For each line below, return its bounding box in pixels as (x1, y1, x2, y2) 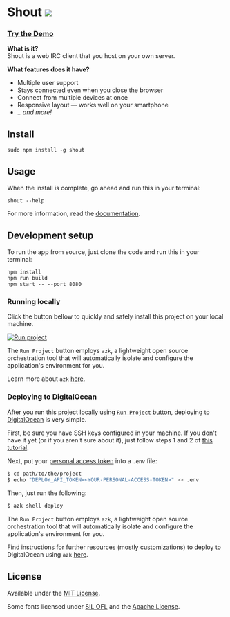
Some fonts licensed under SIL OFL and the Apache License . (7, 602, 180, 610)
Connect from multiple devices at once (17, 93, 128, 102)
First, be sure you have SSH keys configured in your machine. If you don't (7, 429, 218, 437)
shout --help (7, 197, 45, 204)
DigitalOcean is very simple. (7, 415, 87, 423)
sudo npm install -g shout (7, 147, 85, 154)
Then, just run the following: (7, 489, 87, 497)
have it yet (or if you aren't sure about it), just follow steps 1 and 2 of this (7, 436, 213, 444)
